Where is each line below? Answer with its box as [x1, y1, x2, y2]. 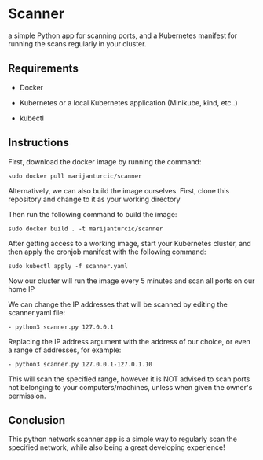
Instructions [8, 136, 69, 149]
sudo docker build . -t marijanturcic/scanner [8, 225, 163, 233]
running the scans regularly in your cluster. [8, 39, 147, 48]
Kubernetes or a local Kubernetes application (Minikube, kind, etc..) [19, 98, 238, 107]
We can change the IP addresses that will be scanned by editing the [8, 300, 228, 309]
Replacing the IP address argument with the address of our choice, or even [8, 337, 251, 346]
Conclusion [8, 414, 66, 427]
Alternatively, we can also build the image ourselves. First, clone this [8, 186, 230, 195]
